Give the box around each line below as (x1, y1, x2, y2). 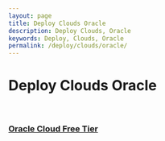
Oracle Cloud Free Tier (8, 122, 98, 134)
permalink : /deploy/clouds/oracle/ (8, 42, 128, 50)
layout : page (8, 11, 52, 20)
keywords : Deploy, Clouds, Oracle (8, 34, 125, 43)
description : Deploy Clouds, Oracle (8, 27, 131, 35)
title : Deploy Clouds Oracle (8, 19, 106, 27)
